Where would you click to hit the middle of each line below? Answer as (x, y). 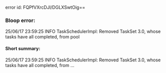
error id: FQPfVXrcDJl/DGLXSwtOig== (45, 7)
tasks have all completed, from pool (43, 37)
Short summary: (23, 48)
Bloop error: (20, 20)
